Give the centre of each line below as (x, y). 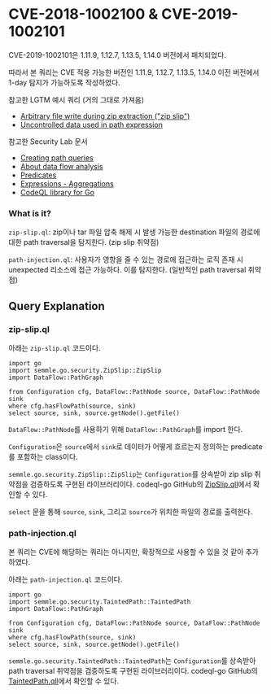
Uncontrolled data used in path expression (91, 124)
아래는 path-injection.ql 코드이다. (66, 579)
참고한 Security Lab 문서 (48, 141)
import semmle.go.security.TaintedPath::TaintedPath (100, 602)
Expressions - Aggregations (67, 183)
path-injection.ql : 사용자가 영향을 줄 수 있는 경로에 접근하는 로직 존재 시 (126, 260)
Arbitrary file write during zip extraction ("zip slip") (105, 116)
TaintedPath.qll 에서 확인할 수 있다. (64, 681)
